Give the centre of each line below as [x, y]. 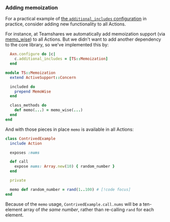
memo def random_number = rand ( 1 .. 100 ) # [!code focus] [70, 189]
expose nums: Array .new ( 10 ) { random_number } [65, 166]
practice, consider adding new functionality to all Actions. [66, 24]
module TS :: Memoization [31, 73]
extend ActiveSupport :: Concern [43, 77]
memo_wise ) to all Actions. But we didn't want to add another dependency [83, 39]
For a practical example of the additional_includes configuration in [76, 19]
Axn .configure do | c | [33, 54]
